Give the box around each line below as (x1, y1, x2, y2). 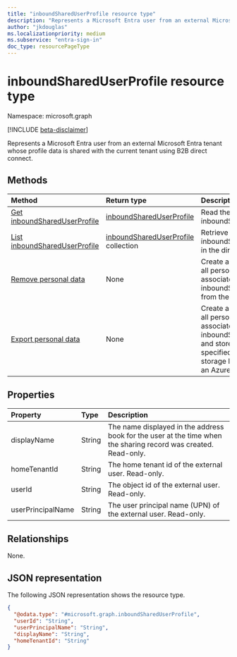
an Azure (200, 364, 231, 374)
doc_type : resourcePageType (7, 43, 90, 50)
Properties (7, 389, 55, 401)
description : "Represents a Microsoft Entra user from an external (7, 17, 210, 24)
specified (200, 347, 232, 357)
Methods (7, 174, 48, 187)
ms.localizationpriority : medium (7, 30, 106, 37)
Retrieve (200, 227, 229, 237)
